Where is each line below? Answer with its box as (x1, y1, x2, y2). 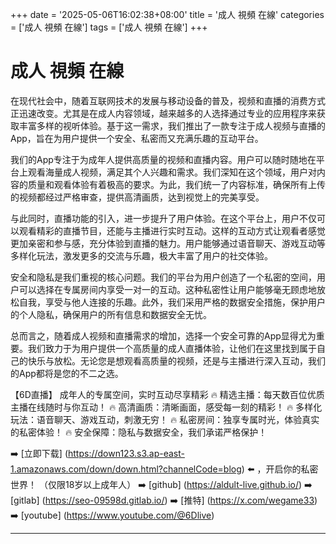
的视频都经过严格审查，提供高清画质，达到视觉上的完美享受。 (10, 191, 265, 203)
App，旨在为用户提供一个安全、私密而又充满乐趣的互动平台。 (10, 132, 264, 144)
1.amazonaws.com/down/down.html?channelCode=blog (10, 463, 242, 475)
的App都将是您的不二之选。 (10, 367, 124, 379)
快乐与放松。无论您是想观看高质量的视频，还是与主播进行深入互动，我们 (27, 354, 326, 367)
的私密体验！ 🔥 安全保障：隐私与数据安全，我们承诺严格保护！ (10, 426, 268, 438)
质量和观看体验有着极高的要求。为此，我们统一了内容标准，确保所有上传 (27, 178, 326, 190)
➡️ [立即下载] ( (10, 447, 68, 459)
